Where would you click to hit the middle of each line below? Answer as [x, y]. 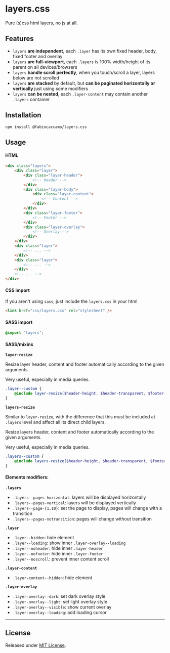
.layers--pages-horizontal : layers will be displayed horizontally [79, 497]
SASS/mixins [19, 344]
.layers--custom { [25, 456]
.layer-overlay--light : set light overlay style [60, 601]
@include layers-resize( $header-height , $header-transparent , [81, 461]
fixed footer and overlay [37, 56]
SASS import [19, 322]
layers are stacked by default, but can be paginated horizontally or [84, 83]
